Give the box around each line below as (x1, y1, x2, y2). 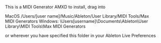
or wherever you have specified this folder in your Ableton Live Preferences (5, 33, 156, 38)
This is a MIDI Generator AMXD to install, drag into (5, 4, 106, 10)
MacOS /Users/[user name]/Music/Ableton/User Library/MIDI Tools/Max (5, 13, 149, 19)
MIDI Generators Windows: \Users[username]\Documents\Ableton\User (5, 19, 148, 24)
